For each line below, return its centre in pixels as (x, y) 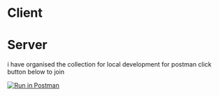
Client (25, 13)
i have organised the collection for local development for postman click (109, 64)
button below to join (36, 72)
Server (27, 45)
